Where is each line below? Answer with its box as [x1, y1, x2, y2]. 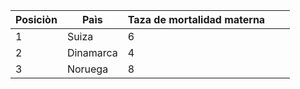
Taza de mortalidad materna [127, 13, 266, 26]
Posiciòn [15, 13, 58, 26]
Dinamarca [66, 46, 118, 59]
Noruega [66, 62, 109, 76]
